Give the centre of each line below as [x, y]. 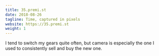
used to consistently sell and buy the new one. [54, 48]
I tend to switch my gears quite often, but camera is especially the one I [80, 43]
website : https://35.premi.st [37, 24]
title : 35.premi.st [26, 10]
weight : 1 [16, 29]
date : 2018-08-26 [24, 15]
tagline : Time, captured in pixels [43, 19]
